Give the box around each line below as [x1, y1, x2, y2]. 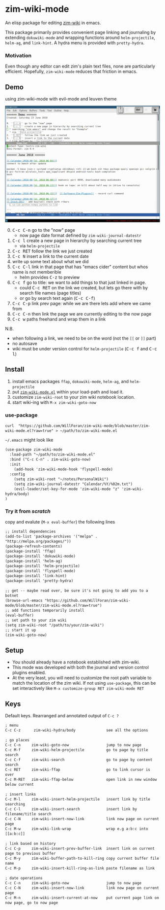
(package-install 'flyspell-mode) [5, 568, 76, 574]
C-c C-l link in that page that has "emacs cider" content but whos [12, 264, 148, 270]
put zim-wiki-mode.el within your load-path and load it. [12, 388, 124, 395]
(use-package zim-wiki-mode [5, 447, 63, 452]
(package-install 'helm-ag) [5, 559, 63, 564]
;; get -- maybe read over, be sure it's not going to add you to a [5, 588, 148, 594]
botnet [5, 593, 19, 598]
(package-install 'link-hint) [5, 573, 67, 579]
